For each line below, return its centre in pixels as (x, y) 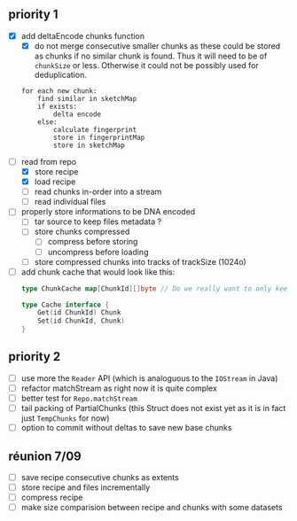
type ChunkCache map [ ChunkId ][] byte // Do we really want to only (146, 288)
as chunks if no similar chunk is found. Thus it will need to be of (151, 56)
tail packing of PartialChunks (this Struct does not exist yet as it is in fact (153, 408)
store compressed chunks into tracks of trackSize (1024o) (141, 261)
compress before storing (93, 242)
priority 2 (35, 357)
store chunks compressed (82, 232)
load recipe (55, 182)
